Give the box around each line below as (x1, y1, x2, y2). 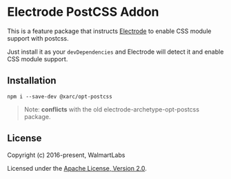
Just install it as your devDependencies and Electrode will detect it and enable (7, 48, 224, 56)
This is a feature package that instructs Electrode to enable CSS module (7, 27, 212, 35)
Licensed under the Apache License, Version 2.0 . (7, 164, 147, 172)
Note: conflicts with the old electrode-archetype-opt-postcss (23, 105, 200, 114)
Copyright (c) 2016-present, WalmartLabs (7, 151, 125, 159)
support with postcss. (7, 34, 69, 42)
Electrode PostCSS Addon (7, 4, 160, 20)
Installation (7, 75, 57, 87)
